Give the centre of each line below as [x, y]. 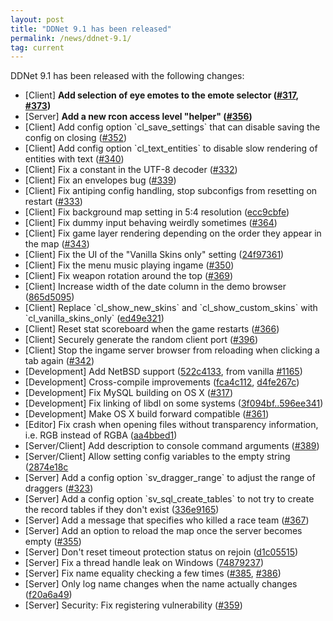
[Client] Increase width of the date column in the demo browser [155, 287]
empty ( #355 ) [53, 542]
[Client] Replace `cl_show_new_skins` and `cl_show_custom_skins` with [171, 308]
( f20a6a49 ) [48, 595]
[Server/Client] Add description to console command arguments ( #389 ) [172, 446]
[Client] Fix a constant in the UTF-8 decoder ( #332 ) [131, 170]
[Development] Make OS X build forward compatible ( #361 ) [147, 414]
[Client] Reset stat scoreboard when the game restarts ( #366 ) [152, 329]
